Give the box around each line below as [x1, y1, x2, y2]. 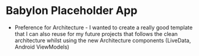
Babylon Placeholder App [6, 4, 138, 18]
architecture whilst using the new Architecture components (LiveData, [14, 37, 191, 44]
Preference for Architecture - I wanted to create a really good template [14, 24, 193, 31]
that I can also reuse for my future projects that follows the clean [14, 30, 178, 37]
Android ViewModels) [14, 43, 70, 51]
